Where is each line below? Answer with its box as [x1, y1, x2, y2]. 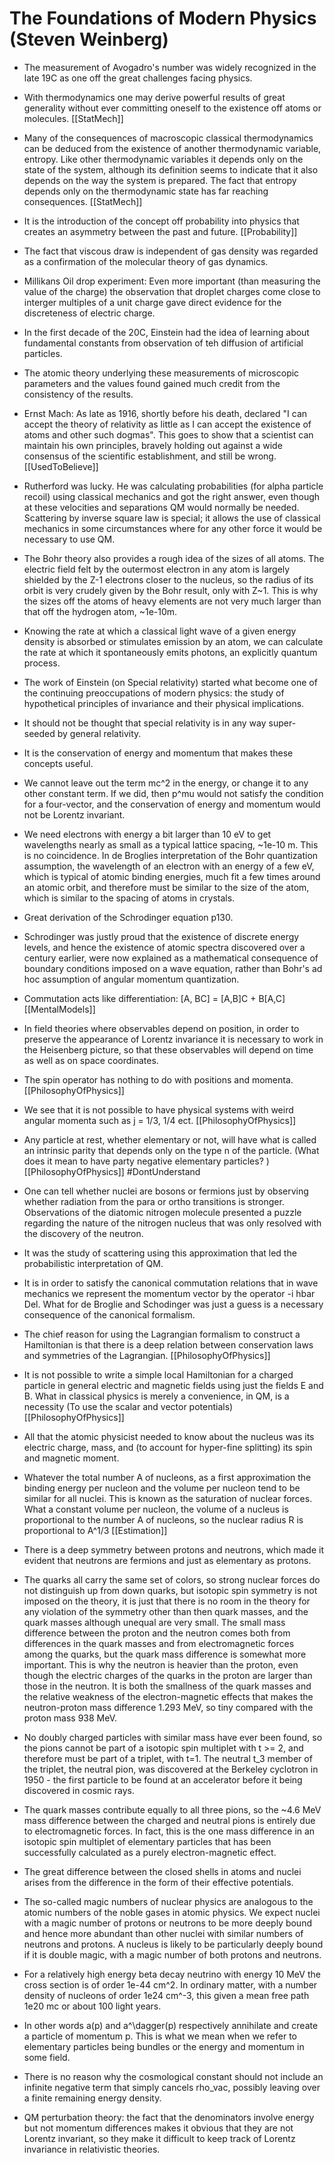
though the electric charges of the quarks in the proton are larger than [23, 1669, 313, 1681]
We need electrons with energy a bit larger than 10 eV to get [23, 828, 272, 840]
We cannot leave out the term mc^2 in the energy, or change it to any [23, 777, 309, 789]
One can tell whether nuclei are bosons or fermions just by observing [23, 1185, 309, 1197]
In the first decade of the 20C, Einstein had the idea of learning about [23, 326, 310, 338]
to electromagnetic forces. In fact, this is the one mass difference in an [23, 1825, 316, 1837]
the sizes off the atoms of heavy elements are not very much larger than [23, 595, 322, 607]
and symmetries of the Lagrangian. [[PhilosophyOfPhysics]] [23, 1349, 271, 1361]
